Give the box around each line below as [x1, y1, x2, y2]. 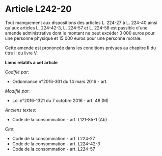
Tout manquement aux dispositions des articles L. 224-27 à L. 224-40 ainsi [5, 20, 158, 26]
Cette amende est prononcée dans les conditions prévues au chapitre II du [5, 45, 156, 51]
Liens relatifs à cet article [5, 59, 58, 65]
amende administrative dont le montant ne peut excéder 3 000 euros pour [5, 30, 155, 36]
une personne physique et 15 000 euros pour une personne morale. [5, 35, 142, 41]
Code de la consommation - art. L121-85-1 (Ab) [12, 116, 107, 122]
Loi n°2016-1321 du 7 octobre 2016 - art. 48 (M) [12, 97, 109, 104]
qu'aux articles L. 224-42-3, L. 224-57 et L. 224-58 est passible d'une [5, 25, 148, 30]
